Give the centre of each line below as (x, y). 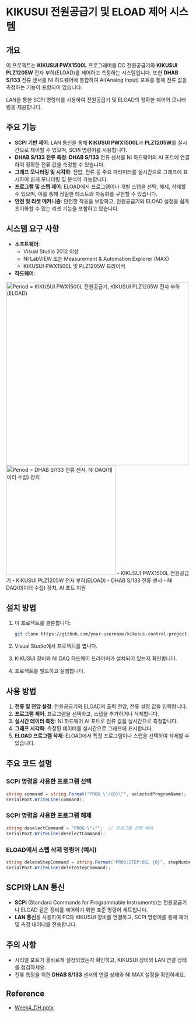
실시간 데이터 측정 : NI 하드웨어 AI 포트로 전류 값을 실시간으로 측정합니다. (96, 721)
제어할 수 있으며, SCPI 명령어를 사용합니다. (79, 149)
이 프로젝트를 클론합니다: (43, 623)
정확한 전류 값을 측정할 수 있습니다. (65, 164)
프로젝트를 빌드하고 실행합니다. (50, 671)
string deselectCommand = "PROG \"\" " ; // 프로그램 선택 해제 (80, 828)
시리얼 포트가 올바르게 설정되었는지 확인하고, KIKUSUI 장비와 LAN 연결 (95, 960)
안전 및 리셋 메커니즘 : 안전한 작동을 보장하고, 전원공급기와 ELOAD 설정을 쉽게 (102, 201)
